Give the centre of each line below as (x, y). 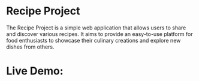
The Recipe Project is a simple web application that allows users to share (96, 28)
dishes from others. (31, 47)
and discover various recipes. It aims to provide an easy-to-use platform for (99, 34)
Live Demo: (35, 71)
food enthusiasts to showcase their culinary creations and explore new (94, 40)
